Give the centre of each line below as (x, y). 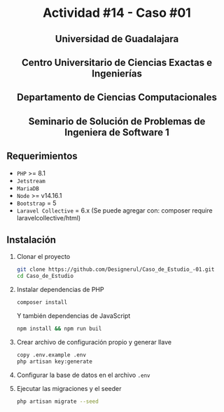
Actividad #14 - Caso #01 (117, 13)
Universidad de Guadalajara (117, 39)
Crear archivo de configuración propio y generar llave (94, 342)
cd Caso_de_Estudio (45, 276)
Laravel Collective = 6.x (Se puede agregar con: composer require (114, 210)
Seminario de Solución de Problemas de (117, 121)
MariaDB (28, 188)
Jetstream (31, 181)
